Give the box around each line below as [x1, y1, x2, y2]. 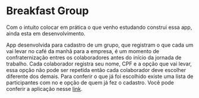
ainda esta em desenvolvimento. [6, 30, 86, 37]
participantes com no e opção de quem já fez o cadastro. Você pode [6, 79, 174, 86]
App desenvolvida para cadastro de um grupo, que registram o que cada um [6, 41, 194, 48]
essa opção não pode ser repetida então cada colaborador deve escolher [6, 66, 186, 73]
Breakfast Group [6, 4, 89, 18]
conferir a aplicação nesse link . [6, 85, 83, 92]
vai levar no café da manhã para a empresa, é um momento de [6, 47, 159, 54]
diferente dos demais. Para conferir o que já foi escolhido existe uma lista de [6, 73, 194, 80]
